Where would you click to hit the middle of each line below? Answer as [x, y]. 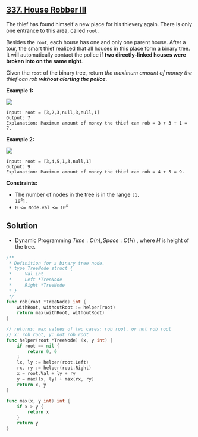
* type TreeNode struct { [41, 269]
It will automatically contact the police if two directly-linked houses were [96, 55]
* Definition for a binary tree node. [57, 263]
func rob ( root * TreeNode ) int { [46, 302]
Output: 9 [18, 166]
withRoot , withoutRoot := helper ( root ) [66, 307]
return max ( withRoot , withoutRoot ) [61, 313]
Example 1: [20, 90]
